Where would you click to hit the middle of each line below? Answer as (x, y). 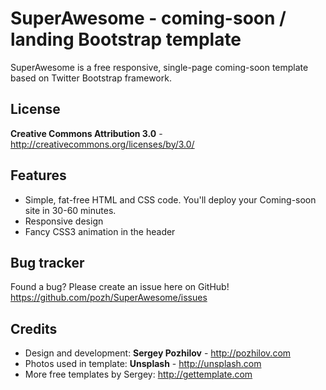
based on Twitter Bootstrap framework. (91, 78)
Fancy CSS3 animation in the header (100, 231)
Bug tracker (47, 262)
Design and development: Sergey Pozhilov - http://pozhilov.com (158, 353)
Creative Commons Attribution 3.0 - (86, 133)
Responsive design (64, 221)
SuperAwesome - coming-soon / (148, 18)
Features (38, 175)
